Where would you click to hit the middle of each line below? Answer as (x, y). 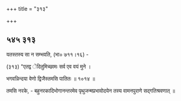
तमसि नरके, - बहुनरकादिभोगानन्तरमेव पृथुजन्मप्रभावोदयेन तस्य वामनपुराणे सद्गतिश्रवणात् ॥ (91, 91)
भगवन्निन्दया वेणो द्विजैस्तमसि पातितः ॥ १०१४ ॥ (51, 79)
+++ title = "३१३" (27, 9)
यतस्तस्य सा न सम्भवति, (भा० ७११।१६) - (47, 54)
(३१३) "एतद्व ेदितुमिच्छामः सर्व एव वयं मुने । (49, 67)
